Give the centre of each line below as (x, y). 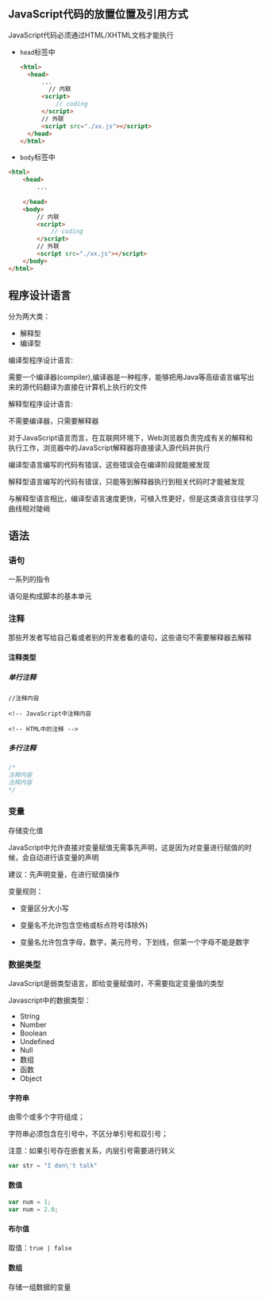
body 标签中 (37, 157)
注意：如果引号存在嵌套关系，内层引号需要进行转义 (92, 1151)
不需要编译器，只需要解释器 (54, 421)
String (30, 1016)
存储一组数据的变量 (40, 1287)
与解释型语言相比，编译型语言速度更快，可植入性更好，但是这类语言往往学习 (133, 498)
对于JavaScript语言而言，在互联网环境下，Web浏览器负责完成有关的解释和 (131, 437)
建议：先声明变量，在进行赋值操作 (64, 874)
